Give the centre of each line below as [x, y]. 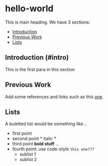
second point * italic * [34, 138]
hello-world [29, 9]
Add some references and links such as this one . [54, 97]
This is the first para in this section [40, 69]
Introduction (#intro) [37, 58]
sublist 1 [28, 154]
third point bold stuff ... [36, 144]
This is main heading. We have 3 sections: [48, 22]
